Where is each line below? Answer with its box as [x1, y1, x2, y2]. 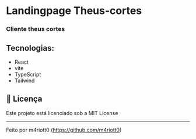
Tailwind [14, 77, 35, 84]
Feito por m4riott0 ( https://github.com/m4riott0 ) [6, 126, 122, 133]
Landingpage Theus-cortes [6, 4, 142, 18]
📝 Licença [6, 94, 43, 104]
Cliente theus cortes [6, 25, 65, 33]
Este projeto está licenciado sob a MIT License [6, 109, 118, 116]
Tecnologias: [6, 43, 54, 53]
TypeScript [14, 71, 41, 78]
